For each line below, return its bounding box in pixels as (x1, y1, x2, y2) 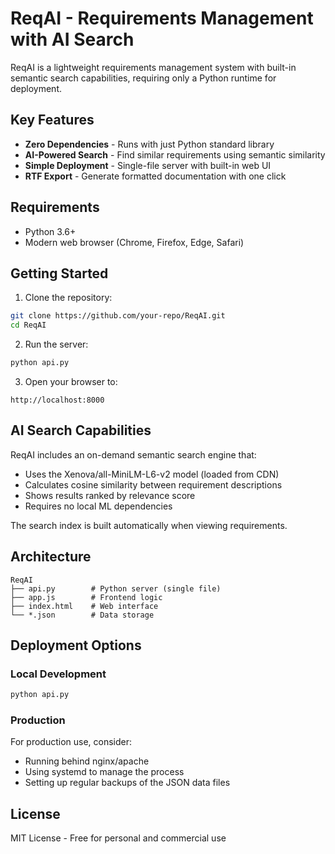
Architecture (10, 548, 92, 566)
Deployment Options (10, 637, 142, 654)
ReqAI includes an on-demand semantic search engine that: (10, 448, 257, 461)
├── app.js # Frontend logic (10, 592, 163, 602)
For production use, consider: (10, 736, 133, 748)
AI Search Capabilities (10, 422, 152, 439)
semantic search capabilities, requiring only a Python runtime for (10, 72, 277, 84)
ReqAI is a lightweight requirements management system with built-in (10, 61, 297, 73)
